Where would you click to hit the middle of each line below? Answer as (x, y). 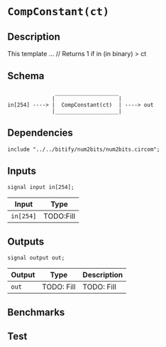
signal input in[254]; (41, 187)
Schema (26, 76)
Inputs (22, 171)
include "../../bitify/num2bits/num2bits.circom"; (84, 149)
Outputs (26, 241)
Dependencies (40, 133)
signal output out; (36, 258)
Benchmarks (36, 312)
